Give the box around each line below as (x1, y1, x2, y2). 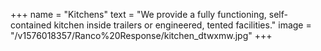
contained (10, 19, 52, 31)
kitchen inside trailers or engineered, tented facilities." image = (53, 19, 312, 31)
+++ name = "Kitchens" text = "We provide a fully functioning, (10, 9, 267, 20)
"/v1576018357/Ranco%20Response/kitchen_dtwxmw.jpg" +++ (10, 30, 273, 41)
